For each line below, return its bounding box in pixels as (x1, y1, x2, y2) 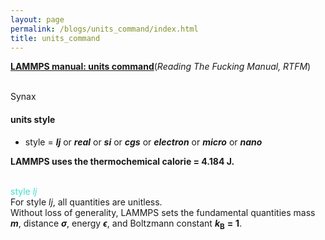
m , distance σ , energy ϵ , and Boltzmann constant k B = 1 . (10, 217, 243, 231)
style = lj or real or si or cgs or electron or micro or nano (24, 136, 263, 148)
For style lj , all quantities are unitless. (10, 196, 163, 208)
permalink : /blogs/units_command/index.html (10, 24, 199, 34)
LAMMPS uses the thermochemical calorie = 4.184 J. (10, 155, 235, 167)
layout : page (10, 14, 65, 25)
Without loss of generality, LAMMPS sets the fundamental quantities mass (10, 206, 316, 218)
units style (10, 113, 56, 125)
